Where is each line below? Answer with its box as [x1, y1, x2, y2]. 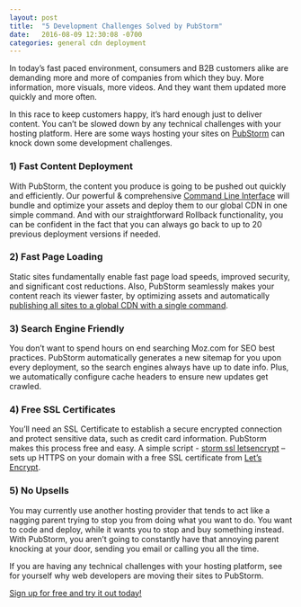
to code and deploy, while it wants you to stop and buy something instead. [9, 523, 285, 535]
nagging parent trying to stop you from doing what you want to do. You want [9, 514, 293, 525]
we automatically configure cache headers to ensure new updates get [9, 371, 269, 382]
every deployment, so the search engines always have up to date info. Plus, [9, 362, 289, 373]
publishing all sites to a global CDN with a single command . [9, 299, 229, 310]
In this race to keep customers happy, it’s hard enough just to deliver [9, 109, 262, 120]
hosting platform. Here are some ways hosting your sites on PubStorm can [9, 128, 286, 139]
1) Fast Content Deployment [9, 160, 133, 173]
